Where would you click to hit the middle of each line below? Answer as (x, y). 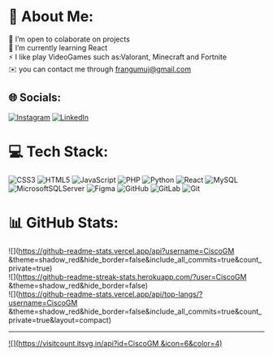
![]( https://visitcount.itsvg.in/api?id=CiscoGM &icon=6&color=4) (115, 343)
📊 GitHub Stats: (64, 222)
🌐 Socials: (35, 98)
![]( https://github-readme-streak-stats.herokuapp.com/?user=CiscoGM (128, 276)
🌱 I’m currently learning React (58, 47)
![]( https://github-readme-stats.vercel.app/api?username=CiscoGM (121, 250)
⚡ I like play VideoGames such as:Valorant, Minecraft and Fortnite (118, 57)
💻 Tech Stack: (58, 152)
